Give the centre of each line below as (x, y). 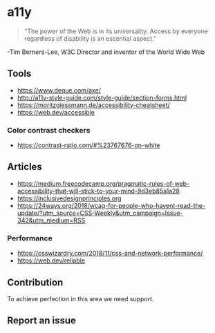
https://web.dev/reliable (51, 260)
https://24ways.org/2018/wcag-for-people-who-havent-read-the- (111, 205)
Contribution (35, 282)
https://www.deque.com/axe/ (59, 90)
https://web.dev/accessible (56, 112)
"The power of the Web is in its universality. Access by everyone (116, 31)
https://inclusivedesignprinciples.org (69, 198)
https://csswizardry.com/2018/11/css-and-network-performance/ (110, 254)
